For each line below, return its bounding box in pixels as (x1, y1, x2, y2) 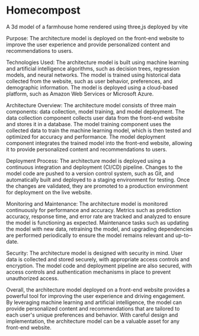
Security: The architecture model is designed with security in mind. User (6, 249, 183, 257)
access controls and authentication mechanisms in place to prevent (6, 268, 171, 276)
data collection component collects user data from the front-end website (6, 114, 184, 121)
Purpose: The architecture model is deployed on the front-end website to (6, 34, 185, 41)
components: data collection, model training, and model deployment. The (6, 108, 185, 115)
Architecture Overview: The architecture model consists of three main (6, 101, 176, 108)
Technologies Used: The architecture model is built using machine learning (6, 59, 189, 66)
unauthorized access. (6, 274, 59, 281)
